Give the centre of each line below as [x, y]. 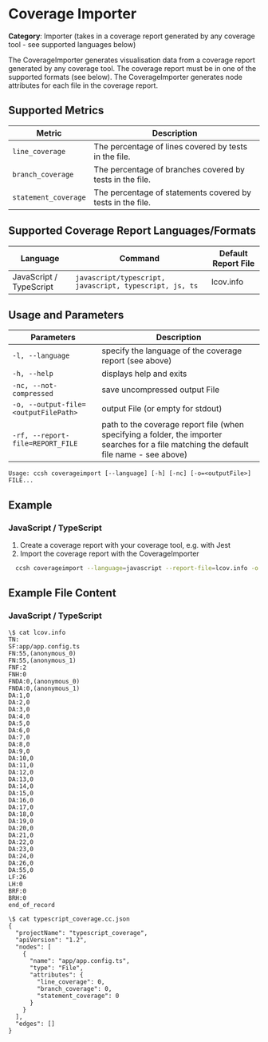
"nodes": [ [33, 947]
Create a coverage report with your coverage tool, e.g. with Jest [125, 545]
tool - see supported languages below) [72, 44]
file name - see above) [145, 454]
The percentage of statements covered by [172, 192]
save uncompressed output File [161, 390]
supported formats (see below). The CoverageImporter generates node [126, 77]
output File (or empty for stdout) [162, 409]
